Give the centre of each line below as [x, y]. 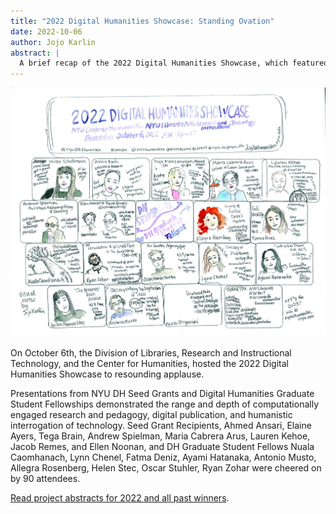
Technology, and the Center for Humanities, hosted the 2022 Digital [149, 364]
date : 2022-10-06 [46, 31]
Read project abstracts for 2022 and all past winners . [120, 498]
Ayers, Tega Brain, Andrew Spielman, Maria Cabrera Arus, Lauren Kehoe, [160, 436]
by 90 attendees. [45, 479]
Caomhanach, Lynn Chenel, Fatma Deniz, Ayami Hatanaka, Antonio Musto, [163, 457]
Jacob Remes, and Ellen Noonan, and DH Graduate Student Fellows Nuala [162, 447]
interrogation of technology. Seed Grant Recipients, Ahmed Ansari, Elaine [161, 426]
